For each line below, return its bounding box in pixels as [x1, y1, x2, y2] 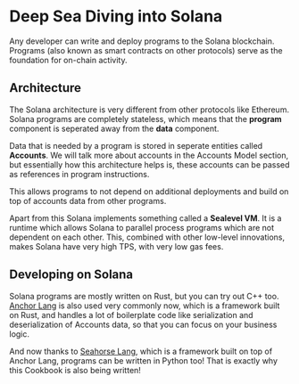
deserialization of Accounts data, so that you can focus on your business [9, 319, 278, 330]
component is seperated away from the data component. [9, 123, 220, 134]
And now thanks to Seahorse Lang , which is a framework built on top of [9, 346, 273, 356]
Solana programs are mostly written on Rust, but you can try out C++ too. [9, 290, 279, 301]
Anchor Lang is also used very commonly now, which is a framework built [9, 300, 280, 311]
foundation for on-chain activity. [9, 54, 128, 65]
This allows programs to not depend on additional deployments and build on [9, 185, 289, 197]
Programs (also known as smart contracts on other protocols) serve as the [9, 45, 283, 55]
